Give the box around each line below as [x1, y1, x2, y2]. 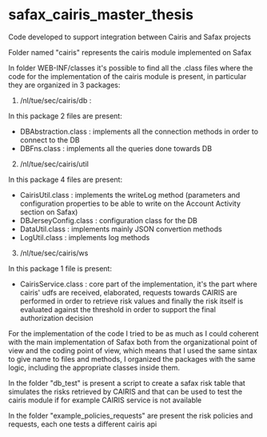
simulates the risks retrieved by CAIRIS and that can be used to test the [8, 387, 242, 396]
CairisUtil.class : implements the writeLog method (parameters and [19, 190, 241, 199]
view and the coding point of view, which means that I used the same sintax [8, 346, 257, 355]
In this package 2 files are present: [8, 110, 122, 121]
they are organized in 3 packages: [8, 80, 121, 90]
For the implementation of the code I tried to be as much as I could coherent [8, 328, 259, 338]
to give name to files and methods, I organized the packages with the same [8, 354, 256, 363]
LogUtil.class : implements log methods [19, 232, 150, 242]
